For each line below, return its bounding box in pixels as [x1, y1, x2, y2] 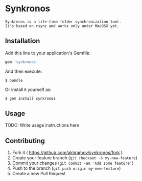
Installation [5, 37, 40, 45]
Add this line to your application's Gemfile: [5, 50, 91, 56]
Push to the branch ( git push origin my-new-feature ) [12, 165, 121, 171]
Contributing [5, 136, 45, 145]
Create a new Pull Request [12, 171, 66, 177]
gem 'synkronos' [5, 60, 38, 64]
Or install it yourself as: [5, 87, 51, 92]
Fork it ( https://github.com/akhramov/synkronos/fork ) [12, 150, 123, 155]
